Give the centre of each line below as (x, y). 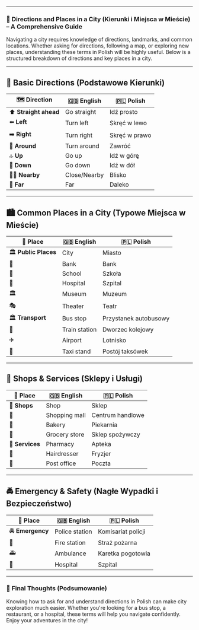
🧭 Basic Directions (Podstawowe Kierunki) (85, 83)
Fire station (70, 542)
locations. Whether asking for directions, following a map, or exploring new (98, 46)
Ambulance (70, 553)
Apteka (101, 444)
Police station (73, 532)
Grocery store (65, 434)
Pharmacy (60, 444)
